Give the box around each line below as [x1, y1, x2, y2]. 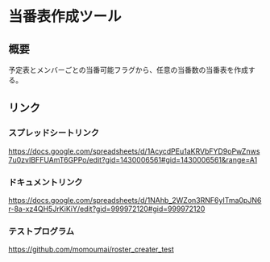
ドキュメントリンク [8, 176, 83, 188]
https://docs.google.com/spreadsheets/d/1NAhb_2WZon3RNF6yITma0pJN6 [8, 195, 262, 205]
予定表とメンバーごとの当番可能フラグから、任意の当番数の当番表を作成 [8, 65, 248, 74]
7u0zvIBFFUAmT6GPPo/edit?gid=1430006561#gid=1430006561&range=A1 [8, 154, 258, 164]
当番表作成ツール [8, 7, 123, 26]
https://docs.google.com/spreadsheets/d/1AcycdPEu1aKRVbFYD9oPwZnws [8, 146, 260, 156]
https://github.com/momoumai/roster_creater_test [8, 244, 175, 255]
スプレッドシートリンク [8, 127, 99, 138]
